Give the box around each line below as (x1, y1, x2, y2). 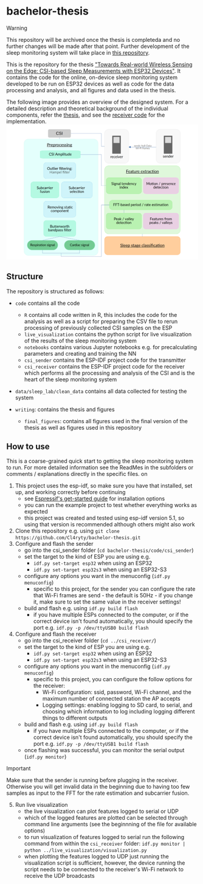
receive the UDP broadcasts (24, 872, 95, 880)
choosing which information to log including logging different (42, 708, 196, 715)
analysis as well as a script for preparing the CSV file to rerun (24, 318, 178, 325)
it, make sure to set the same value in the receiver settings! (33, 598, 181, 605)
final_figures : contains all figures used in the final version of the (24, 417, 188, 424)
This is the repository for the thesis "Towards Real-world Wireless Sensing (6, 61, 193, 68)
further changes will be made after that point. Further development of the (6, 42, 190, 50)
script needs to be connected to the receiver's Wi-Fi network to (24, 866, 184, 873)
